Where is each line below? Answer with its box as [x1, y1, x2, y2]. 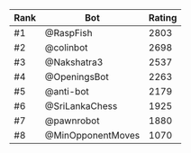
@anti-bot [44, 85, 89, 97]
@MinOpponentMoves [44, 130, 141, 141]
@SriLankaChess [44, 100, 118, 112]
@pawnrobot [44, 114, 100, 127]
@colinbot [44, 41, 88, 53]
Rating [148, 12, 177, 23]
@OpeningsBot [44, 71, 110, 83]
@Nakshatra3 [44, 56, 104, 68]
